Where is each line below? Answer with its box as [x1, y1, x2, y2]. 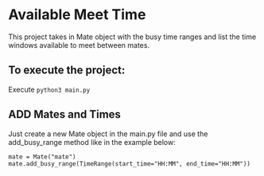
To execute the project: [8, 64, 126, 77]
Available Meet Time [8, 6, 146, 24]
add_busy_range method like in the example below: [8, 137, 177, 147]
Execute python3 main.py [8, 84, 91, 94]
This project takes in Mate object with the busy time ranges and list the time [8, 32, 257, 41]
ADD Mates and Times [8, 108, 122, 121]
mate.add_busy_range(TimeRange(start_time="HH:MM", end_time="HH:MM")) [8, 159, 250, 168]
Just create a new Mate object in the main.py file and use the [8, 129, 208, 139]
